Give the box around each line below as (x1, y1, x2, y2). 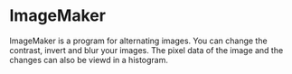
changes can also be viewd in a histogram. (9, 54, 169, 65)
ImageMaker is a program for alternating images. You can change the (9, 35, 268, 46)
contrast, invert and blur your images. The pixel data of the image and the (9, 44, 284, 55)
